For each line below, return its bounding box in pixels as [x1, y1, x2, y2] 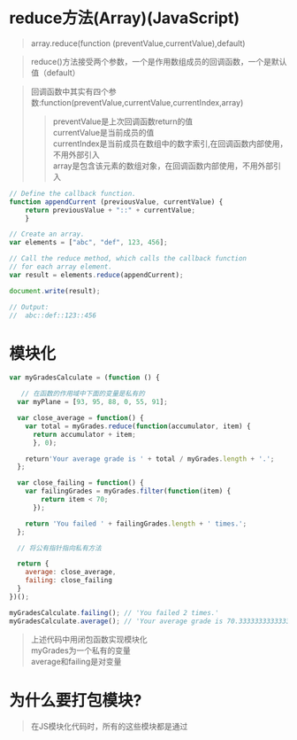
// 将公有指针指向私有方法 [17, 543, 102, 552]
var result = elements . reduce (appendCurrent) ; [9, 270, 184, 279]
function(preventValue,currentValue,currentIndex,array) [41, 97, 244, 107]
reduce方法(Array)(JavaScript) [9, 8, 240, 28]
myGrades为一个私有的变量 [30, 644, 131, 656]
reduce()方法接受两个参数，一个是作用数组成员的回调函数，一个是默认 [30, 56, 287, 66]
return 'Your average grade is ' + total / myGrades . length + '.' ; [25, 454, 275, 463]
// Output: [9, 302, 49, 311]
